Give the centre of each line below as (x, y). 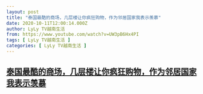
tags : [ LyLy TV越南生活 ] (38, 40)
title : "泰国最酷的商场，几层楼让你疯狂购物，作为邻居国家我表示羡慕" (84, 18)
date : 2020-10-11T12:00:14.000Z (47, 23)
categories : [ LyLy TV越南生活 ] (47, 46)
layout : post (23, 12)
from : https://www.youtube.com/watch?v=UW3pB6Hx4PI (72, 35)
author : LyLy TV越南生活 (36, 29)
